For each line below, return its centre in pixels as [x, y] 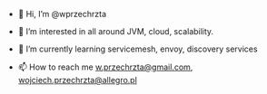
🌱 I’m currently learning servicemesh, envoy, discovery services [138, 49]
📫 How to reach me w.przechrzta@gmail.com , [105, 67]
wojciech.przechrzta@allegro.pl [78, 80]
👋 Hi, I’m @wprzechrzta [62, 14]
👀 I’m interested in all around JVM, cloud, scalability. [116, 31]
